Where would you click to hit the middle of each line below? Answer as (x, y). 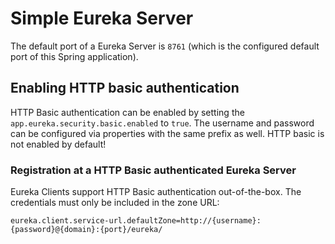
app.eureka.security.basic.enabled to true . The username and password (162, 123)
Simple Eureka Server (102, 18)
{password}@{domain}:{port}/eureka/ (86, 230)
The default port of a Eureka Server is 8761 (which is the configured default (165, 46)
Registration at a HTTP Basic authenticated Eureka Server (153, 170)
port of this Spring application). (74, 56)
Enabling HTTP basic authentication (125, 88)
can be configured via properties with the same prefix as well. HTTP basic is (167, 133)
